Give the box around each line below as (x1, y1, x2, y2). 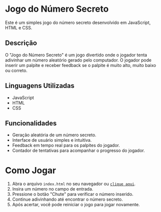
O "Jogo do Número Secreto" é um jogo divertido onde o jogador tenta (5, 52, 147, 58)
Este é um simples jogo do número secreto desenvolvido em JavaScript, (5, 20, 151, 25)
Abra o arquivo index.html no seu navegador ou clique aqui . (12, 181, 136, 187)
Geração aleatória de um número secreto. (12, 132, 96, 138)
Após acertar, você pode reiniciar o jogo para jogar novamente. (12, 202, 140, 208)
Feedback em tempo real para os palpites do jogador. (12, 143, 120, 148)
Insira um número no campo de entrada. (12, 186, 93, 192)
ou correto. (5, 67, 28, 73)
